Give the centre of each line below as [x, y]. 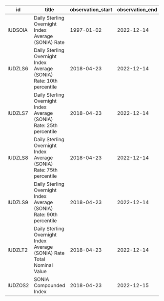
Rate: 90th [46, 215]
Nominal [43, 265]
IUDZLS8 [18, 158]
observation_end [137, 10]
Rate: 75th [46, 170]
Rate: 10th [46, 81]
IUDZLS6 [18, 69]
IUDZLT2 [18, 250]
